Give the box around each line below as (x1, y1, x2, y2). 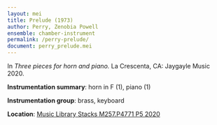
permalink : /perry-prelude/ (7, 36, 90, 43)
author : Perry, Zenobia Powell (7, 23, 99, 30)
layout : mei (7, 10, 42, 17)
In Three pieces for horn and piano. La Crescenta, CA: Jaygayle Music (7, 62, 210, 70)
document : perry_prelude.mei (7, 43, 92, 50)
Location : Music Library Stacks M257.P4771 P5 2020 (7, 110, 161, 118)
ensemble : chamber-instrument (7, 29, 96, 37)
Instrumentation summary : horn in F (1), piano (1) (7, 83, 151, 91)
